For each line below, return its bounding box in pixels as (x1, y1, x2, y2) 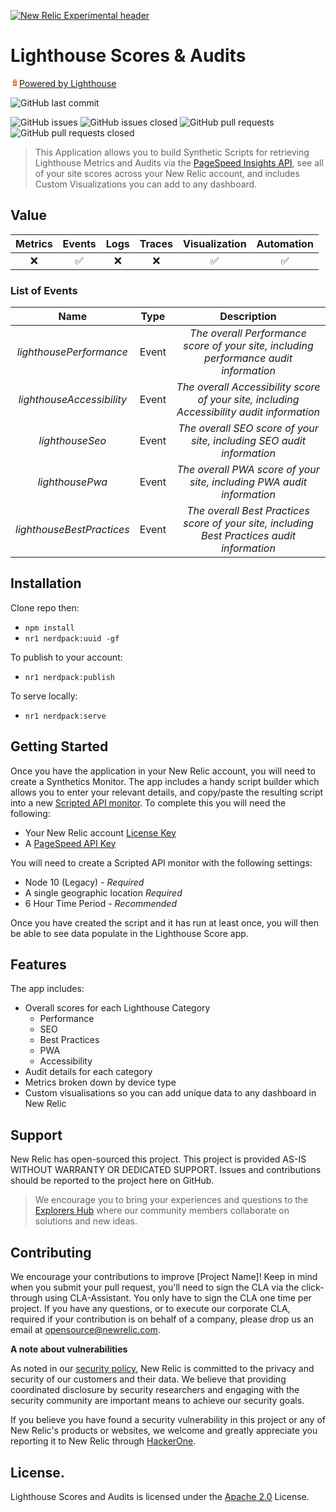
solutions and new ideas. (34, 1215, 138, 1227)
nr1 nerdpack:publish (24, 672, 115, 682)
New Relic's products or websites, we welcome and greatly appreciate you (10, 1425, 318, 1437)
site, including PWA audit (189, 475, 307, 489)
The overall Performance (189, 326, 307, 340)
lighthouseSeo (38, 434, 107, 448)
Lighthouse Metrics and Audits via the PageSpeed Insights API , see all (34, 156, 324, 169)
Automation (256, 236, 314, 250)
